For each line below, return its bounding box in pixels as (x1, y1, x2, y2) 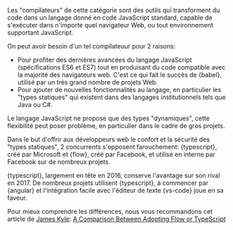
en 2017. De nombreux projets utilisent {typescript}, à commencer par (7, 179, 209, 187)
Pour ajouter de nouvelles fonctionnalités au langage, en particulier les (17, 86, 222, 94)
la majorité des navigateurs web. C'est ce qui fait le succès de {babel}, (17, 70, 222, 79)
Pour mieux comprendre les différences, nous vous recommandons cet (7, 207, 213, 215)
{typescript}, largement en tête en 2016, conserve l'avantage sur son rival (7, 172, 220, 179)
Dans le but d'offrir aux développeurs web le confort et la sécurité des (7, 135, 211, 143)
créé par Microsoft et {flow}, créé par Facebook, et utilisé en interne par (7, 151, 215, 158)
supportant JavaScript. (7, 28, 74, 37)
